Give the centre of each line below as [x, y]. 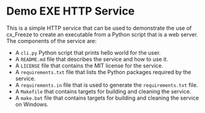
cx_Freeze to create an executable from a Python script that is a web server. [102, 34]
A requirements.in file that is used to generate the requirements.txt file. [106, 85]
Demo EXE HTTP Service [71, 11]
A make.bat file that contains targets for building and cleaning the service [107, 98]
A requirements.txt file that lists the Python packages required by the [103, 72]
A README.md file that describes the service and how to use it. [91, 59]
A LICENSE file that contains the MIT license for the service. [89, 66]
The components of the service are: [51, 41]
